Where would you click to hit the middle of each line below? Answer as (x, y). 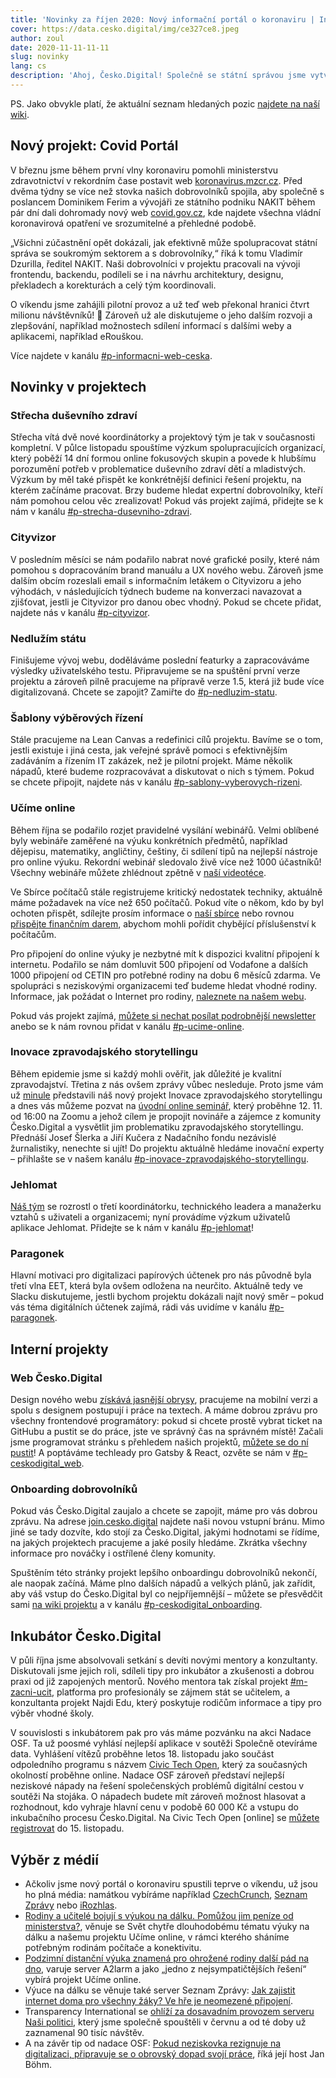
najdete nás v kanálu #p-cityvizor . (80, 612)
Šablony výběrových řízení (76, 718)
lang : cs (28, 66)
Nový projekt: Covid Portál (94, 146)
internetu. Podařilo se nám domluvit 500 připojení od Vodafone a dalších (159, 964)
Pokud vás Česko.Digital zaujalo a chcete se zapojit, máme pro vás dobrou (164, 1511)
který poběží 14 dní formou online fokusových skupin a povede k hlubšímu (163, 458)
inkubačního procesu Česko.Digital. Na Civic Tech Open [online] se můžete (165, 1818)
